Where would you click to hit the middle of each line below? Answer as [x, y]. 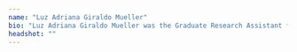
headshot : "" [32, 33]
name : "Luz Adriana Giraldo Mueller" [78, 17]
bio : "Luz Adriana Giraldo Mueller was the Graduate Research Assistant [145, 26]
